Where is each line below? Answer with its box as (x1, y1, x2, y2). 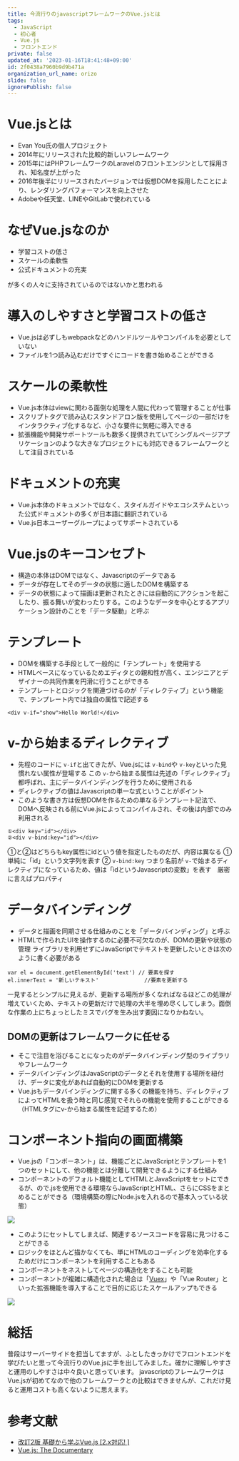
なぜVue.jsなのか (7, 223, 109, 239)
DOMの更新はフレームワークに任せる (7, 1031, 171, 1043)
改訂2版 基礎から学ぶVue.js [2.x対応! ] (17, 1438, 130, 1447)
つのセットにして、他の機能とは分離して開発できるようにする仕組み (17, 1166, 218, 1174)
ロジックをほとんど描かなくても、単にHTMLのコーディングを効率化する (17, 1248, 228, 1256)
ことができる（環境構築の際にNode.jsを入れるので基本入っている (30, 1193, 222, 1201)
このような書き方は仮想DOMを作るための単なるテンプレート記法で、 (17, 795, 220, 804)
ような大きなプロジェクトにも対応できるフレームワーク (61, 439, 224, 447)
